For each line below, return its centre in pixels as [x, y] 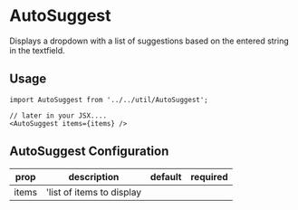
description [94, 177]
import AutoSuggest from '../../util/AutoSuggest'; [109, 100]
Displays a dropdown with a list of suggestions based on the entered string [149, 41]
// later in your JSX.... [58, 115]
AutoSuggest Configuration [89, 152]
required [209, 177]
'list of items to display [94, 192]
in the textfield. [37, 50]
